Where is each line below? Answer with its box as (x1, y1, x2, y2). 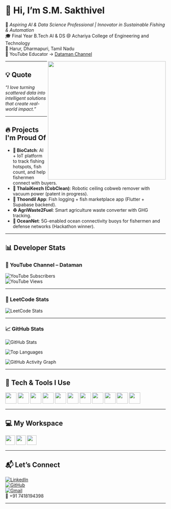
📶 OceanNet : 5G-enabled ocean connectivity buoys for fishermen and (12, 217, 160, 224)
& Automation (5, 27, 34, 33)
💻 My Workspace (5, 419, 63, 428)
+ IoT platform (12, 152, 43, 159)
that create (5, 100, 29, 106)
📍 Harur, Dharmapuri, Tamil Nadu (5, 46, 75, 52)
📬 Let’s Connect (5, 460, 60, 469)
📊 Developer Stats (5, 243, 66, 252)
